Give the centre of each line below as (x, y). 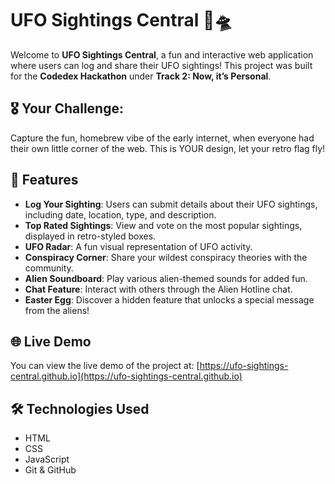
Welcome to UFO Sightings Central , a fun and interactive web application (162, 54)
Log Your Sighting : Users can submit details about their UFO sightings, (171, 204)
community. (49, 268)
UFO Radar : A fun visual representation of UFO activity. (138, 246)
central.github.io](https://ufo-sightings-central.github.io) (126, 376)
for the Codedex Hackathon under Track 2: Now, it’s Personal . (141, 76)
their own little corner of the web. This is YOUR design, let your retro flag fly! (168, 148)
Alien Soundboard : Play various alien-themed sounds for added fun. (166, 278)
